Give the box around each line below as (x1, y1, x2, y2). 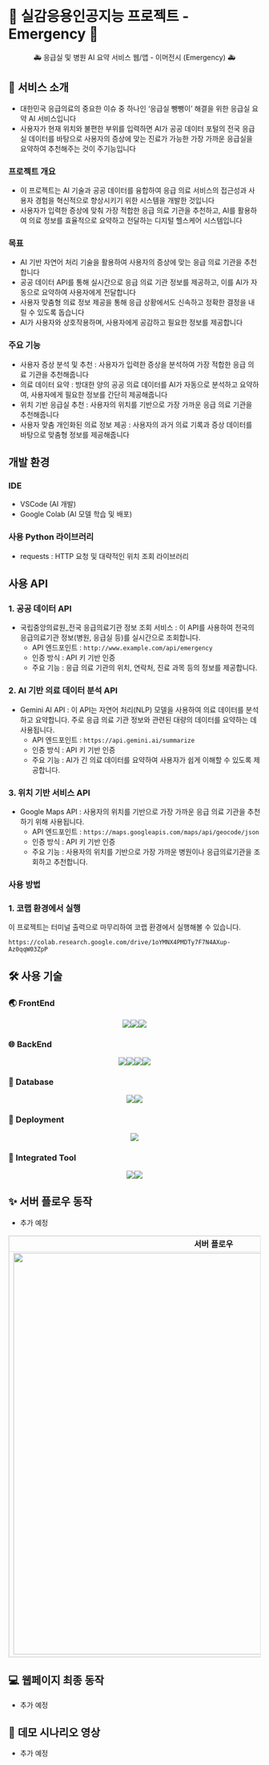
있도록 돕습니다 (37, 308, 85, 317)
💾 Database (8, 1077, 54, 1088)
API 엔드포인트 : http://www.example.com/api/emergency (31, 643, 213, 653)
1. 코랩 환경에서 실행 (8, 903, 82, 914)
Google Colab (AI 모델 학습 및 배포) (19, 509, 133, 519)
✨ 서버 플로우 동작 (8, 1195, 93, 1209)
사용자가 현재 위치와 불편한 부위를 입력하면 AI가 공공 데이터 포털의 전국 (19, 124, 240, 133)
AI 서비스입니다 (28, 113, 77, 123)
